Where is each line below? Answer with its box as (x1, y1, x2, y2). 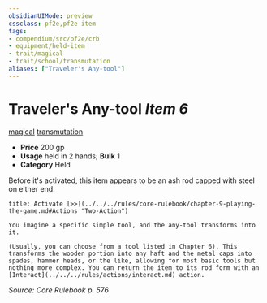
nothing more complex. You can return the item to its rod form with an (8, 263, 260, 272)
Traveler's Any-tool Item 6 (8, 99, 189, 118)
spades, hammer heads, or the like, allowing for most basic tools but (8, 257, 256, 265)
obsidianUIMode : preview (8, 11, 93, 20)
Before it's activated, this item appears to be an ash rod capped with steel (8, 175, 256, 185)
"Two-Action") (80, 206, 129, 215)
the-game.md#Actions (8, 206, 79, 215)
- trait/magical (8, 50, 63, 58)
